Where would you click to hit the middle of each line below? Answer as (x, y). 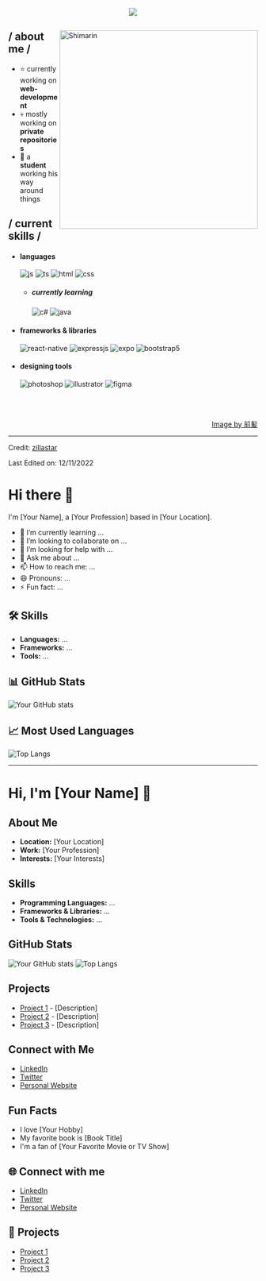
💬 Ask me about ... (49, 558)
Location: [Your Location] (62, 842)
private (32, 131)
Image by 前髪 (235, 424)
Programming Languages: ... (67, 902)
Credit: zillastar (33, 447)
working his (38, 173)
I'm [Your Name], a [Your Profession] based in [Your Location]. (110, 517)
